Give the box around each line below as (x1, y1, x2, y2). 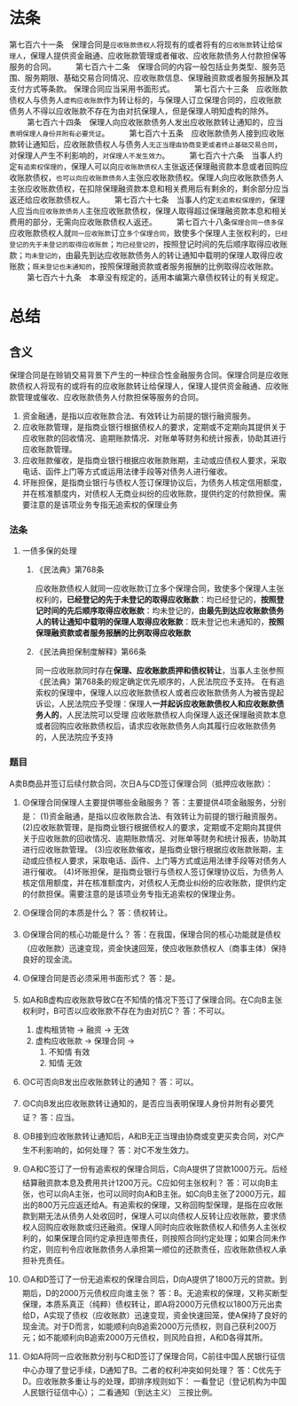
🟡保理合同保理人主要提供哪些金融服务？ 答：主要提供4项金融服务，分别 (21, 797, 286, 807)
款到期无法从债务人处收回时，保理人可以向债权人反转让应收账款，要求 (21, 1210, 279, 1221)
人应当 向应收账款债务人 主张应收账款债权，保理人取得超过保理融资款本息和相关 (9, 205, 288, 216)
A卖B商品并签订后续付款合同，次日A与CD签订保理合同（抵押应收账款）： (9, 778, 273, 789)
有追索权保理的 (17, 162, 64, 171)
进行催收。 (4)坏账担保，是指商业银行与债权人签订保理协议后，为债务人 (21, 866, 284, 876)
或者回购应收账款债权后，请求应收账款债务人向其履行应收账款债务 (35, 720, 277, 732)
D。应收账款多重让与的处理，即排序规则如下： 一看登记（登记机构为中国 (21, 1376, 286, 1386)
